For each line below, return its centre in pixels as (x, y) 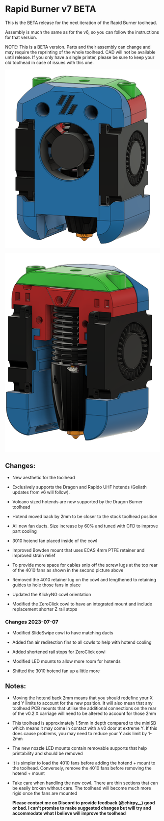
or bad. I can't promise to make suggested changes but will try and (82, 808)
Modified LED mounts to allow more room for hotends (67, 661)
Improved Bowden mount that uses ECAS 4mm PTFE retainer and (78, 550)
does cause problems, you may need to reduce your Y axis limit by (80, 734)
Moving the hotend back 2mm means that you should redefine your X (82, 698)
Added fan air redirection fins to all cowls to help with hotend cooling (82, 642)
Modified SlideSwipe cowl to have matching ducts (63, 632)
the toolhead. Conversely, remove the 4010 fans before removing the (82, 768)
